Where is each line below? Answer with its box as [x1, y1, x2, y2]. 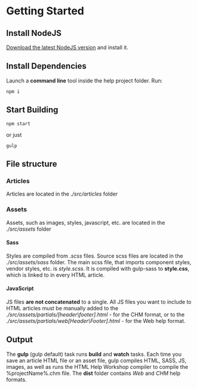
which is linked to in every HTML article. [6, 271, 105, 279]
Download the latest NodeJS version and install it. [6, 44, 128, 51]
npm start [6, 121, 31, 127]
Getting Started [6, 4, 85, 18]
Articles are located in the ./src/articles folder [6, 190, 118, 198]
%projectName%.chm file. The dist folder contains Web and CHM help [6, 369, 181, 377]
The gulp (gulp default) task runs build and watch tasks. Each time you [6, 350, 182, 358]
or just [6, 131, 22, 138]
